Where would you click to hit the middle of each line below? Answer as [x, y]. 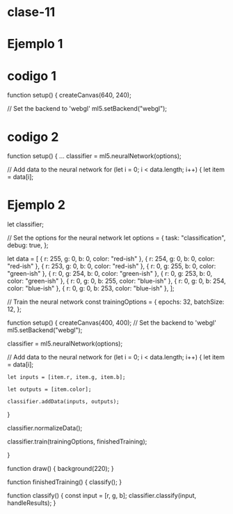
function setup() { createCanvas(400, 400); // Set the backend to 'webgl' [112, 323]
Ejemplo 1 [35, 44]
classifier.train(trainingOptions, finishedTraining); [77, 442]
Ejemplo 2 [37, 205]
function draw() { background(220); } [61, 469]
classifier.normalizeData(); [45, 428]
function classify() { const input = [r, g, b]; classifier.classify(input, [102, 496]
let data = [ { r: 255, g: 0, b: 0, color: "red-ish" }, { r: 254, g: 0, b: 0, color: [111, 259]
